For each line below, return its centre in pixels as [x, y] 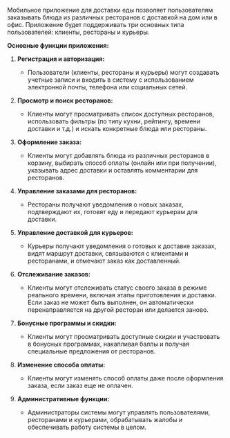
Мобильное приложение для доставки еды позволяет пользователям [110, 10]
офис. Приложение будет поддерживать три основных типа [96, 25]
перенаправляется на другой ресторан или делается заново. [118, 310]
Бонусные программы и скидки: [67, 323]
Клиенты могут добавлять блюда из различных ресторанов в [118, 156]
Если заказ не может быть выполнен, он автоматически [111, 302]
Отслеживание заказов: [54, 274]
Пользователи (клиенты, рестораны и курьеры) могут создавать [123, 72]
